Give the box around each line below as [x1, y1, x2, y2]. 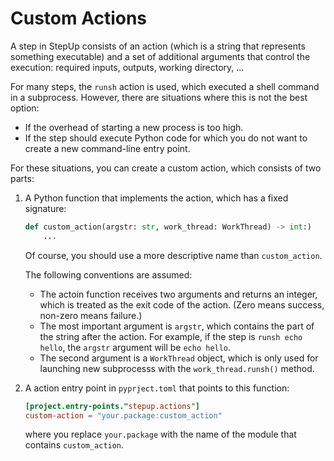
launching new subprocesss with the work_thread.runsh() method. [39, 362, 315, 374]
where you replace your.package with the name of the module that [24, 428, 297, 441]
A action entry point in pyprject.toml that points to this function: [24, 382, 290, 394]
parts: [10, 172, 35, 184]
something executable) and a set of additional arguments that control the [10, 50, 311, 62]
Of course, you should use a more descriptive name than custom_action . [24, 249, 323, 261]
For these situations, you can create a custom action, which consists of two [10, 162, 322, 174]
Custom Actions [10, 7, 148, 30]
